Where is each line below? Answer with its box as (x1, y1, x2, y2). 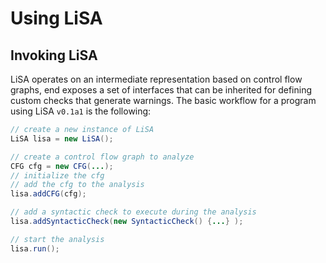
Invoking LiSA (10, 47, 98, 64)
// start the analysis (10, 234, 105, 244)
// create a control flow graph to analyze (10, 152, 195, 162)
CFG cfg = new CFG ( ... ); (10, 161, 114, 171)
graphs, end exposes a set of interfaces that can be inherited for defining (10, 84, 312, 96)
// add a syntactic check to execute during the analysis (10, 207, 257, 217)
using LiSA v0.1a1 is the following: (10, 105, 152, 117)
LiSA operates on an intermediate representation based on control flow (10, 73, 303, 85)
